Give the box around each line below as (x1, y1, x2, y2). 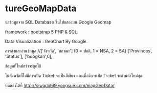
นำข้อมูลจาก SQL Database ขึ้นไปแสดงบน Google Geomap (5, 19, 112, 25)
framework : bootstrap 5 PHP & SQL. (5, 29, 79, 35)
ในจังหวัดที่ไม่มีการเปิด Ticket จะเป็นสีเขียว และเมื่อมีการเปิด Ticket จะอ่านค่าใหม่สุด (5, 72, 143, 78)
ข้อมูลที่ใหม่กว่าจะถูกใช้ (5, 63, 42, 69)
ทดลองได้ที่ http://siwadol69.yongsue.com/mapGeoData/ (5, 82, 115, 88)
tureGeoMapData (5, 3, 77, 14)
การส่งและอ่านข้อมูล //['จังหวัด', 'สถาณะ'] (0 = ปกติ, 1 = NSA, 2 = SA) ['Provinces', (5, 47, 153, 54)
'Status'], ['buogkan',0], (5, 53, 53, 59)
